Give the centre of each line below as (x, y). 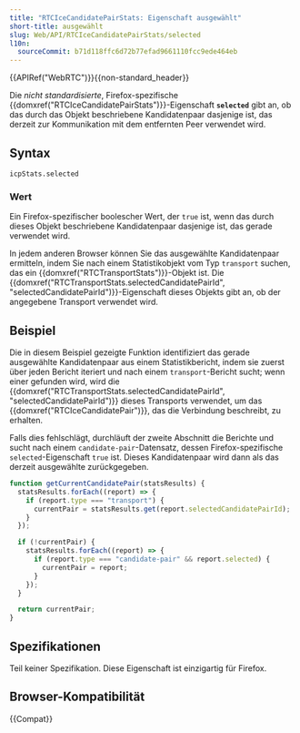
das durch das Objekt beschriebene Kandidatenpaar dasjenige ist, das (141, 115)
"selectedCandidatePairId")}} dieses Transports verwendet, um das (136, 401)
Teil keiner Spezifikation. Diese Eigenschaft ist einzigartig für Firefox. (138, 668)
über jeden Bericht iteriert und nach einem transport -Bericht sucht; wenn (147, 372)
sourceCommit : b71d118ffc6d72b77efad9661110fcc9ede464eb (128, 52)
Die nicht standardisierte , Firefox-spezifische (94, 96)
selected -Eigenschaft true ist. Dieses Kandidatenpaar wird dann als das (144, 457)
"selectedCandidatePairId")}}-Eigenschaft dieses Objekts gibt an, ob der (145, 292)
